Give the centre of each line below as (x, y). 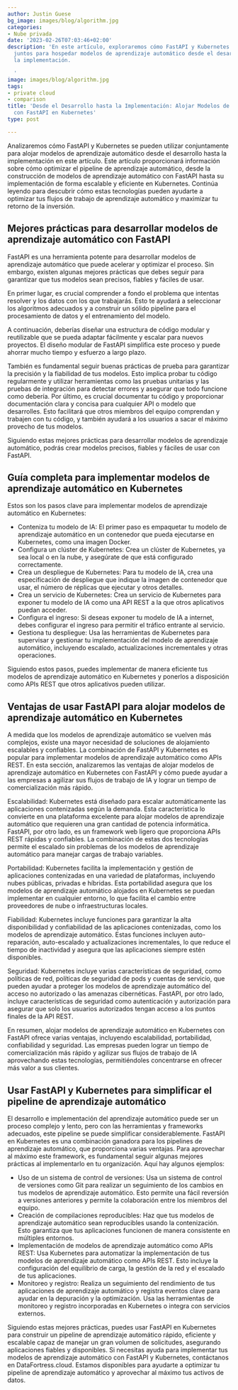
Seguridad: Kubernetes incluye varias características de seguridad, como (114, 971)
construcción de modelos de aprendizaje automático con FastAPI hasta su (116, 176)
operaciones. (37, 655)
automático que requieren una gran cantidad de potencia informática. (109, 824)
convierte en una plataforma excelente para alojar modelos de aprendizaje (116, 817)
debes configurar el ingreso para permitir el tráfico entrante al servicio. (121, 625)
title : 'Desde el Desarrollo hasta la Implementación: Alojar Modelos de (119, 106)
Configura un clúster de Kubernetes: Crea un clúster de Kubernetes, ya (121, 550)
